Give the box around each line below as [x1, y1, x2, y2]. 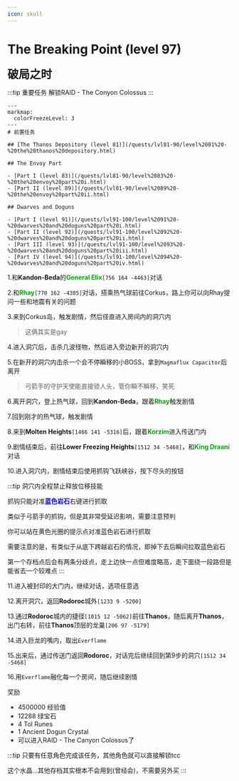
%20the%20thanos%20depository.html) [7, 147, 116, 154]
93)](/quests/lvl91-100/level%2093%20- [68, 240, 186, 248]
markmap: [7, 108, 33, 116]
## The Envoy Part [7, 160, 62, 167]
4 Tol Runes [17, 720, 53, 728]
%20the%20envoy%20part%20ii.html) [7, 190, 110, 198]
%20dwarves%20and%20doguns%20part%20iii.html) [7, 247, 148, 254]
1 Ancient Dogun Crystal [17, 727, 89, 735]
